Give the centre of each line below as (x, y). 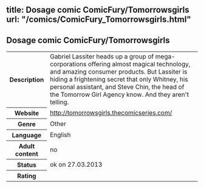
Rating (27, 176)
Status (27, 165)
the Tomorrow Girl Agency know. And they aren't (119, 95)
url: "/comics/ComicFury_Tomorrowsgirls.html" (99, 20)
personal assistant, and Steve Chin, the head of (117, 87)
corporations (68, 64)
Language (27, 135)
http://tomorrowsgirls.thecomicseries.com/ (111, 113)
